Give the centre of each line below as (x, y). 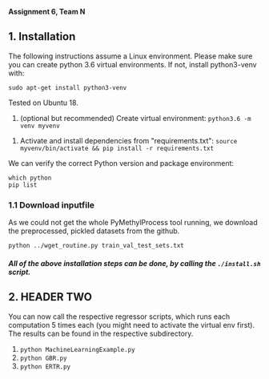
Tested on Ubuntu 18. (43, 103)
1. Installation (42, 36)
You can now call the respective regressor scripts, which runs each (119, 317)
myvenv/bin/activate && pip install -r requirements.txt (117, 148)
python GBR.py (43, 358)
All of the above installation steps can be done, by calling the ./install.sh (134, 263)
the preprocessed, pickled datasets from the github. (94, 231)
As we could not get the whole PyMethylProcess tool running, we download (133, 223)
